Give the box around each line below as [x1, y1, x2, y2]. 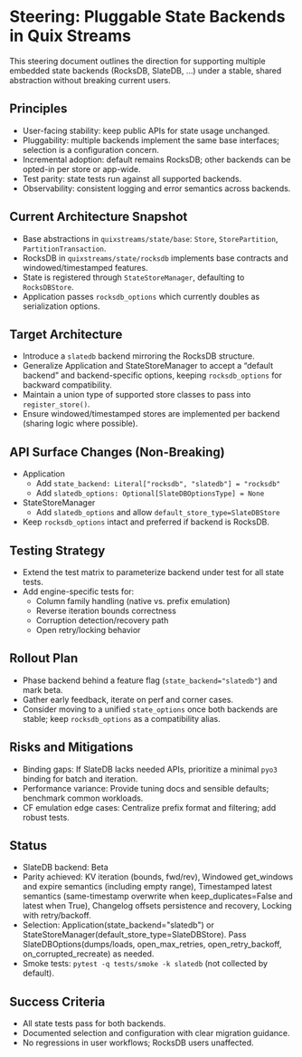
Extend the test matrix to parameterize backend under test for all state [22, 567, 285, 577]
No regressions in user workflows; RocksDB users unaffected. [22, 1037, 255, 1048]
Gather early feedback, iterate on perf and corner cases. [22, 694, 233, 705]
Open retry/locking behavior [35, 625, 141, 635]
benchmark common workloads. [22, 793, 144, 803]
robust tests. [22, 812, 70, 822]
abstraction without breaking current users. [9, 74, 171, 85]
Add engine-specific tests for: [22, 586, 135, 597]
